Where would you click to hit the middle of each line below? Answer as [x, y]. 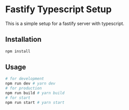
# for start [18, 98]
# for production [24, 88]
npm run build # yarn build [35, 93]
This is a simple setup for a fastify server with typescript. [65, 23]
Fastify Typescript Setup [58, 9]
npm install [18, 51]
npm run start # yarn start [35, 102]
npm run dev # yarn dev [30, 84]
